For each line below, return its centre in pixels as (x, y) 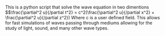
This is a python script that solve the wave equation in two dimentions (77, 7)
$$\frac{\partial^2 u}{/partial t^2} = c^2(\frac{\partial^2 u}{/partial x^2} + (80, 12)
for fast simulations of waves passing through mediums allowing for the (79, 23)
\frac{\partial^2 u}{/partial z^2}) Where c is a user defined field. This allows (82, 18)
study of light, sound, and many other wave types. (57, 28)
